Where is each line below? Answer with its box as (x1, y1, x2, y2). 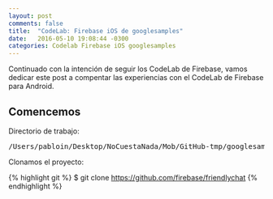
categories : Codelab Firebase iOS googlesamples (8, 42, 176, 50)
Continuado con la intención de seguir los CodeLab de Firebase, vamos (8, 64, 248, 74)
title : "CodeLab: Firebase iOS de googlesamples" (8, 27, 184, 35)
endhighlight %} (8, 181, 63, 191)
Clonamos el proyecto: (8, 157, 84, 167)
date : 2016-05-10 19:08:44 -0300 (8, 34, 129, 43)
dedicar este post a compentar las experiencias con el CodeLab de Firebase (8, 73, 264, 83)
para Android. (8, 82, 54, 91)
